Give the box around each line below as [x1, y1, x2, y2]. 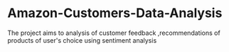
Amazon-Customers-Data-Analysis [7, 5, 223, 21]
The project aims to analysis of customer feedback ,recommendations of [7, 28, 220, 37]
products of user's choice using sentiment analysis [7, 36, 157, 44]
